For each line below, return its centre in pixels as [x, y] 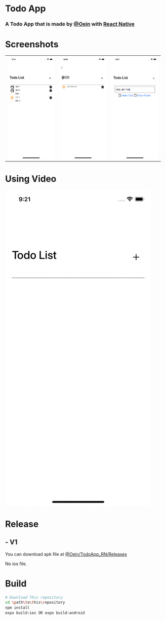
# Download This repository [34, 597]
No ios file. [16, 564]
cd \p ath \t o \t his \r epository [35, 603]
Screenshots [32, 44]
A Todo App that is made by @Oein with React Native [70, 24]
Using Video [31, 179]
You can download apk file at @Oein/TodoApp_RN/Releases [66, 554]
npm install [17, 608]
